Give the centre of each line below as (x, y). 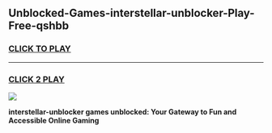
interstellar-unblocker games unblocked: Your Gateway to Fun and (123, 111)
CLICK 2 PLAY (36, 79)
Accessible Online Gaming (54, 120)
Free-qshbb (39, 26)
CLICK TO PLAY (40, 49)
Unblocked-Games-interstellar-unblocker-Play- (132, 13)
